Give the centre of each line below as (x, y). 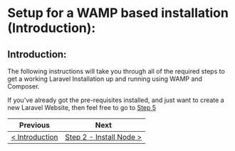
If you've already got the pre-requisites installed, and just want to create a (116, 100)
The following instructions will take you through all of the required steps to (116, 71)
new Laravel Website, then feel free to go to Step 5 (82, 107)
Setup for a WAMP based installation (118, 13)
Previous (34, 125)
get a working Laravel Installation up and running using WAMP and (105, 79)
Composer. (23, 86)
